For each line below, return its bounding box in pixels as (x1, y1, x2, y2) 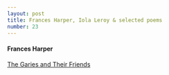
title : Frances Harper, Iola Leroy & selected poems (7, 17, 163, 24)
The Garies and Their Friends (7, 60, 91, 68)
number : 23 (7, 23, 39, 30)
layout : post (7, 10, 45, 17)
